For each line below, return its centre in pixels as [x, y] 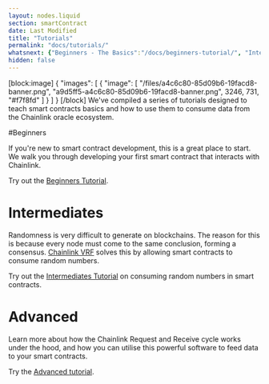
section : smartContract [48, 23]
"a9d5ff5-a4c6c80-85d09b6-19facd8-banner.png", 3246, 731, [156, 91]
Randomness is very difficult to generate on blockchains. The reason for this [134, 235]
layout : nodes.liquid [44, 16]
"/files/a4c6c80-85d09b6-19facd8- [198, 83]
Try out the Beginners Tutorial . [58, 180]
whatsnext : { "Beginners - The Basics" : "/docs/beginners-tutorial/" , [125, 53]
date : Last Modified [43, 30]
